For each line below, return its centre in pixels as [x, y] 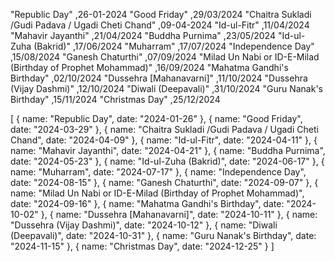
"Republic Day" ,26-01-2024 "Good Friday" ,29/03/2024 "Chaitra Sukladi [161, 14]
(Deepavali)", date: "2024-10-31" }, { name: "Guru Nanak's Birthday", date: [163, 235]
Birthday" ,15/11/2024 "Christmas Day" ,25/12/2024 [115, 99]
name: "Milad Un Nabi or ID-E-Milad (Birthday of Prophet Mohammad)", [157, 193]
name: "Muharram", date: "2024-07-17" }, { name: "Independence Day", [158, 172]
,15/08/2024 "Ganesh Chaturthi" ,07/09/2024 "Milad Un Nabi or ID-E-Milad [165, 57]
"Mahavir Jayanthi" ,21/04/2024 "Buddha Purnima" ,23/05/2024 [143, 35]
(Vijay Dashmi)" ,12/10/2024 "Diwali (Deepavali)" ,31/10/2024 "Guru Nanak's [166, 88]
